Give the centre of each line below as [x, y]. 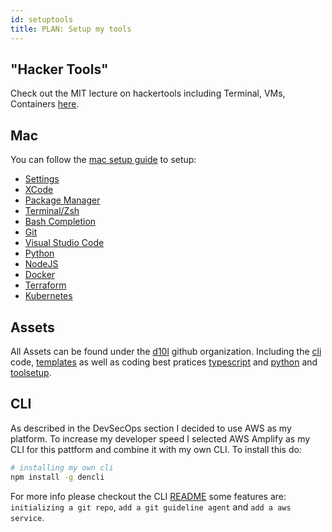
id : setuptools [42, 19]
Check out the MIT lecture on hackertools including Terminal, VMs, [148, 93]
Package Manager [62, 200]
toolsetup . [31, 372]
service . [27, 517]
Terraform [45, 285]
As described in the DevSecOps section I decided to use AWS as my [151, 428]
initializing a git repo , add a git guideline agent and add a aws [151, 507]
